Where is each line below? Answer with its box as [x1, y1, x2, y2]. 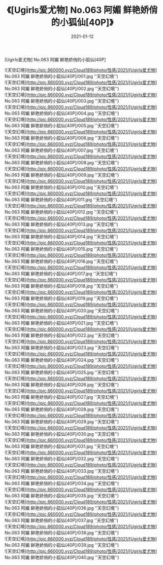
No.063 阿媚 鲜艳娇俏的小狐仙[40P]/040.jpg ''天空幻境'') [4, 554, 119, 560]
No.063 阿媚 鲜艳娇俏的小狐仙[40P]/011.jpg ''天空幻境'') [4, 196, 118, 202]
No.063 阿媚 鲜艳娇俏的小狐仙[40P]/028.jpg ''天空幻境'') [4, 406, 119, 412]
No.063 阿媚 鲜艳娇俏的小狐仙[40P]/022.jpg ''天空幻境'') [4, 332, 119, 338]
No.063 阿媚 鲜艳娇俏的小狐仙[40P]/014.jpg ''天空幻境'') [4, 233, 119, 239]
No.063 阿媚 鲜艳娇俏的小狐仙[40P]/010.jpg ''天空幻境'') [4, 184, 119, 190]
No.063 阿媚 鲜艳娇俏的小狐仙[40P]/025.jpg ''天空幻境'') [4, 369, 119, 375]
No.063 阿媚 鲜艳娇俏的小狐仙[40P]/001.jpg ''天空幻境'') [4, 73, 119, 79]
